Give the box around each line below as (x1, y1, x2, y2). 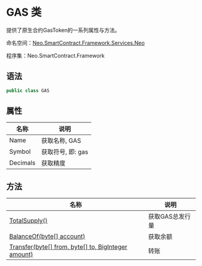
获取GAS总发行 (148, 213, 191, 221)
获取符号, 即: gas (41, 148, 88, 156)
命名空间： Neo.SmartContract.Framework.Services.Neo (6, 39, 145, 46)
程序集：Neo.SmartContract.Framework (6, 52, 105, 59)
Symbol (9, 148, 31, 156)
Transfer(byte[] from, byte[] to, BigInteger (9, 243, 127, 251)
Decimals (9, 159, 36, 167)
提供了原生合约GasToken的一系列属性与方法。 (6, 26, 120, 34)
